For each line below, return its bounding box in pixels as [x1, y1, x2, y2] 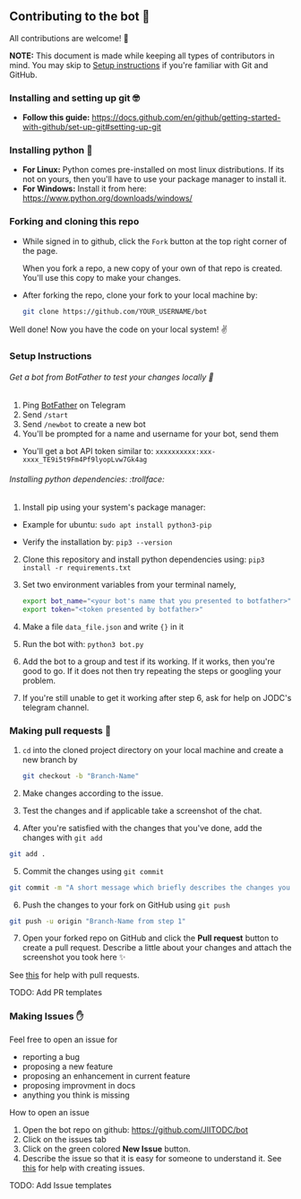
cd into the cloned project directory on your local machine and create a [21, 744, 284, 755]
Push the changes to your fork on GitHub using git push [21, 899, 230, 910]
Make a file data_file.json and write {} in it [21, 621, 185, 632]
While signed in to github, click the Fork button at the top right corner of [21, 235, 288, 247]
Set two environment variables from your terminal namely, [21, 579, 236, 590]
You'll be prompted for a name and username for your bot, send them [21, 428, 279, 439]
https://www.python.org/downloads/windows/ [21, 193, 193, 204]
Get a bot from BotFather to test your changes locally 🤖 [9, 372, 214, 382]
